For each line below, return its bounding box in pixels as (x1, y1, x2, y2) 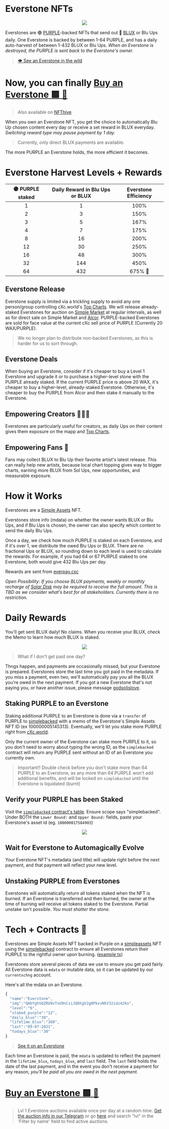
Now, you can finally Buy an (5, 77, 123, 89)
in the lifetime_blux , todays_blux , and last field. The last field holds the (5, 1058, 157, 1064)
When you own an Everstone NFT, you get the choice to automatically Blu (5, 119, 157, 125)
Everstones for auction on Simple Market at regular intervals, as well (20, 309, 162, 315)
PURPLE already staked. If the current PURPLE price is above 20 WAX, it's (5, 379, 159, 385)
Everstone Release (5, 285, 65, 293)
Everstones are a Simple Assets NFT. (5, 507, 82, 513)
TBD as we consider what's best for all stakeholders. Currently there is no (5, 589, 159, 595)
